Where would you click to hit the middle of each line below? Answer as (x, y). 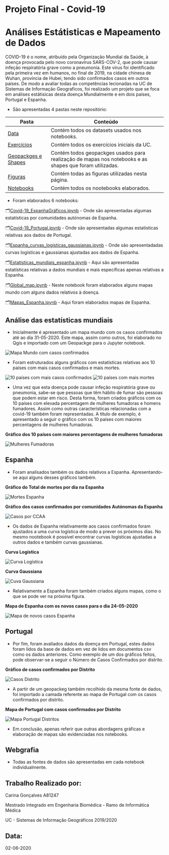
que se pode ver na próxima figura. (49, 596)
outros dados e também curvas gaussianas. (58, 542)
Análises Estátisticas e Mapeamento (83, 32)
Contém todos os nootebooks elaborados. (100, 188)
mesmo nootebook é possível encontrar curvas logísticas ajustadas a (84, 537)
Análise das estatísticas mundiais (59, 320)
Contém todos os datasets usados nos (96, 130)
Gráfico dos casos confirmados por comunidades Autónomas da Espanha (84, 506)
